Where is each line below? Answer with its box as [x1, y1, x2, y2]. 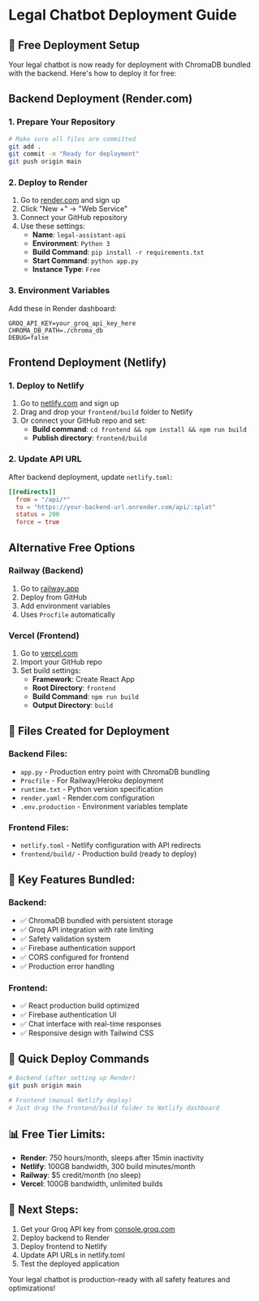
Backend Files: [8, 748, 68, 759]
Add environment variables [19, 600, 111, 610]
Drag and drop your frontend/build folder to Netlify [19, 407, 193, 417]
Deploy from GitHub [19, 592, 88, 602]
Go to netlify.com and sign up [19, 398, 119, 408]
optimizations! [8, 1283, 56, 1293]
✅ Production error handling [19, 961, 115, 971]
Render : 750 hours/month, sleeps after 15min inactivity [19, 1153, 205, 1163]
